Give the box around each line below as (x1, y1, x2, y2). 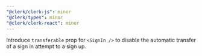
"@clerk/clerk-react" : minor (6, 20, 80, 26)
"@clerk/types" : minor (6, 14, 63, 20)
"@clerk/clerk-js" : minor (6, 8, 71, 15)
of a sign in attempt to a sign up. (6, 43, 86, 50)
